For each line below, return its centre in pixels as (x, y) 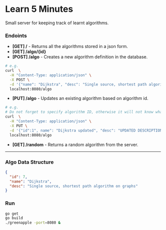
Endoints (16, 36)
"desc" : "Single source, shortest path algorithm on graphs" (74, 186)
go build (14, 218)
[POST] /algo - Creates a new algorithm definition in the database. (80, 57)
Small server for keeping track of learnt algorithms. (57, 23)
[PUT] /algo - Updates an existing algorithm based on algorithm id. (80, 98)
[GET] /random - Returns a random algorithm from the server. (75, 144)
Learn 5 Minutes (39, 9)
